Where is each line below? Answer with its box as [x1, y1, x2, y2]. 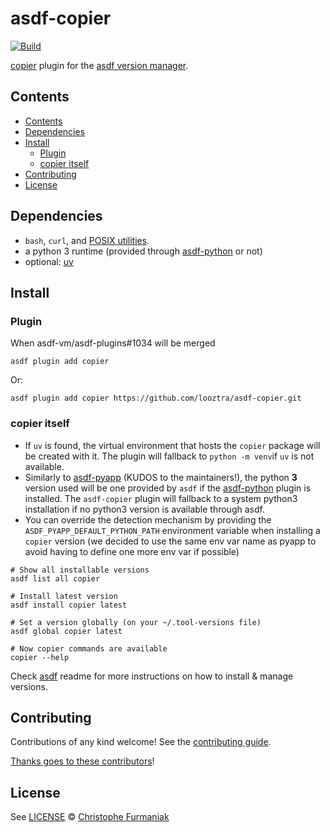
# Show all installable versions [10, 565, 150, 575]
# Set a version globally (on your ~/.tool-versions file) [10, 617, 262, 627]
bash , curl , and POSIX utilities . [24, 234, 150, 246]
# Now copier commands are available [10, 643, 168, 654]
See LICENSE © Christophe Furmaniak [10, 811, 170, 823]
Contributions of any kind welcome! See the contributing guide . [10, 736, 272, 748]
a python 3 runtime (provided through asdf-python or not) [24, 245, 263, 257]
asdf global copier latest [10, 626, 123, 636]
